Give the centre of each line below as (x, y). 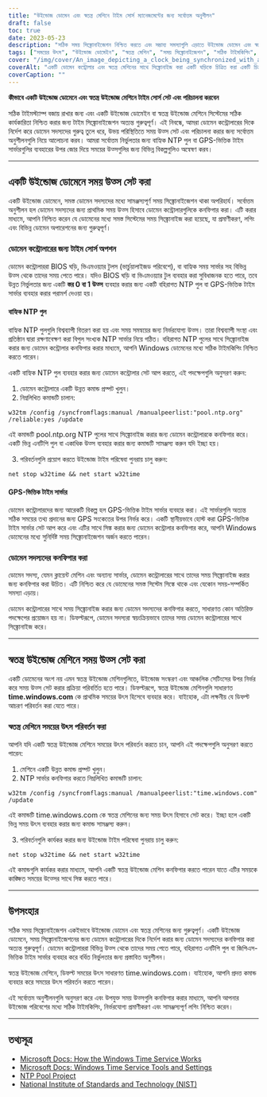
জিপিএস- (248, 948)
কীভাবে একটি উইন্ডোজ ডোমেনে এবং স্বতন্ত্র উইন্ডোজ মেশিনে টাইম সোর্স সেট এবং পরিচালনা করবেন (114, 97)
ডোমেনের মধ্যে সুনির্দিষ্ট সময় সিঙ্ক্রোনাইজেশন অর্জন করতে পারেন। (80, 537)
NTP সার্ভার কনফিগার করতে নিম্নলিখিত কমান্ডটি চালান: (81, 778)
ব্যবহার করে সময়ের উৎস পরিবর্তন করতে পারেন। (62, 982)
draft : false (30, 23)
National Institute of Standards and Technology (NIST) (108, 1084)
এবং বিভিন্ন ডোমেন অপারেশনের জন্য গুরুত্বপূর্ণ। (60, 228)
